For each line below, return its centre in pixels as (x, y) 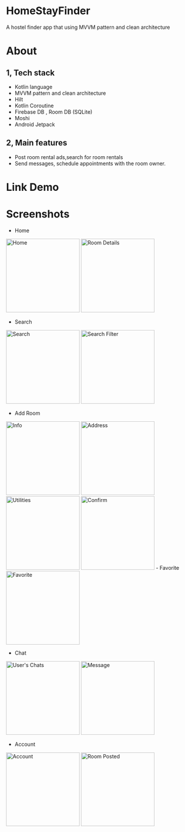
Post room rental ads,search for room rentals (69, 157)
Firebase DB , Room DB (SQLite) (53, 112)
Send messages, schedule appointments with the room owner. (90, 163)
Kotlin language (33, 87)
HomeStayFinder (48, 11)
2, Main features (37, 143)
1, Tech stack (30, 73)
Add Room (27, 413)
